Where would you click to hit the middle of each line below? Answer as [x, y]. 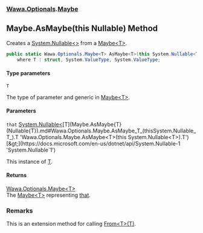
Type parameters [28, 73]
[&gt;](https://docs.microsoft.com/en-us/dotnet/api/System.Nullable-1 [93, 143]
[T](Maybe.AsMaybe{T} [92, 124]
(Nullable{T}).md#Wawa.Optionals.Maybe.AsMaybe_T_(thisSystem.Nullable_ [101, 131]
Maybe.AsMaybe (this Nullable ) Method [82, 29]
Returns [17, 175]
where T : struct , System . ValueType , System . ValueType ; [89, 60]
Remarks [20, 211]
